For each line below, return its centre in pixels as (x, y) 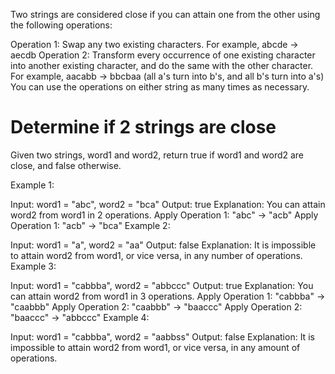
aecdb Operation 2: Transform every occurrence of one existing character (163, 55)
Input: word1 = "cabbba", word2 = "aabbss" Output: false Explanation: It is (162, 336)
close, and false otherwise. (66, 165)
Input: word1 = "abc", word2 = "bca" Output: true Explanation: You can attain (168, 204)
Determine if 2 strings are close (143, 127)
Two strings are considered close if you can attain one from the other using (165, 14)
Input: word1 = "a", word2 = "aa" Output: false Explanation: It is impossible (163, 245)
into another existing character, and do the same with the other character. (162, 65)
